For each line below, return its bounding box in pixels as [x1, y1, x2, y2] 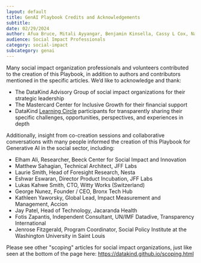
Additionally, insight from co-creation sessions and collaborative [6, 131, 165, 139]
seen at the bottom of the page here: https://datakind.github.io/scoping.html [6, 250, 194, 257]
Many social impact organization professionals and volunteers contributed [6, 64, 189, 71]
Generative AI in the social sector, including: [6, 144, 115, 151]
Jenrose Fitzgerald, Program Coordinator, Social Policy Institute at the [14, 225, 187, 233]
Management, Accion [14, 200, 68, 207]
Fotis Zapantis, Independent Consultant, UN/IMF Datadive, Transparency [14, 213, 194, 220]
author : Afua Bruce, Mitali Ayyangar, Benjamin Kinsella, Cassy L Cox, [6, 31, 188, 37]
